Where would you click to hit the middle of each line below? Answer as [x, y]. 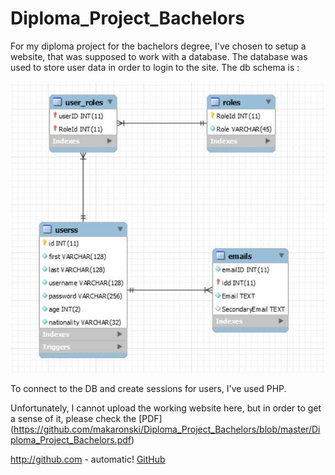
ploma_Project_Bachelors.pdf [71, 439]
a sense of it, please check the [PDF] [86, 418]
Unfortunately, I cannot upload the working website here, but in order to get [166, 408]
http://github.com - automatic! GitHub [88, 459]
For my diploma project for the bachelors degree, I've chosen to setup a [158, 46]
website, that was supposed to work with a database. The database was [159, 56]
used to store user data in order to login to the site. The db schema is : [155, 67]
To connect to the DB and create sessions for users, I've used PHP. [148, 388]
